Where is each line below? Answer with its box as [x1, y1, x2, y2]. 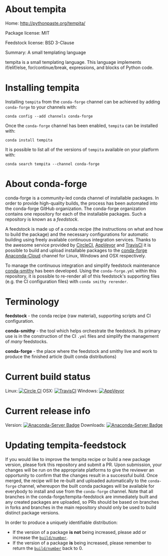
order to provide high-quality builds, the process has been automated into [5, 200, 158, 206]
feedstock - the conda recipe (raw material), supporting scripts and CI [5, 313, 151, 319]
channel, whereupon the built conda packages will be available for [17, 483, 154, 489]
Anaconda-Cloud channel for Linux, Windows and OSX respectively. [5, 252, 146, 258]
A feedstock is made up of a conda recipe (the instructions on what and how [5, 226, 163, 232]
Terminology [5, 296, 59, 307]
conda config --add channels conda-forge [5, 114, 93, 119]
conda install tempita [5, 137, 53, 143]
